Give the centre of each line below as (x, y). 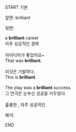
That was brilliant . (24, 61)
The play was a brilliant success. (38, 88)
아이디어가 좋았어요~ (25, 55)
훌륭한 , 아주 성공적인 (25, 105)
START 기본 (17, 7)
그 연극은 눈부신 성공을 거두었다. (36, 93)
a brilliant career (22, 38)
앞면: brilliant (18, 18)
